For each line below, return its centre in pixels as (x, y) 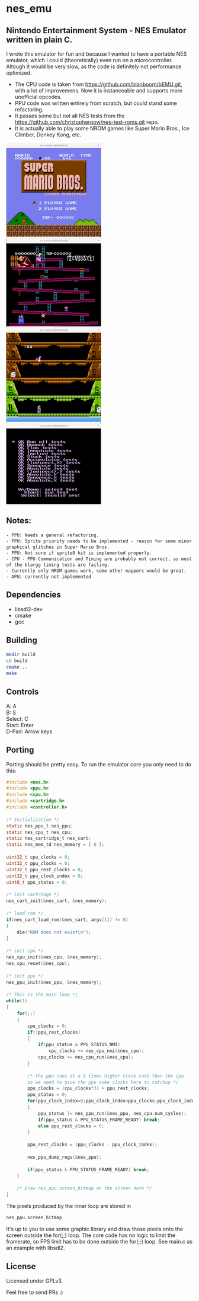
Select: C (17, 718)
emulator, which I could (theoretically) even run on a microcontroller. (89, 60)
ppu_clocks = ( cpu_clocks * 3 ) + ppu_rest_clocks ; (89, 1089)
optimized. (19, 73)
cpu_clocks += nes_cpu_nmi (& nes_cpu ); (96, 1051)
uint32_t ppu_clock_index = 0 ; (45, 876)
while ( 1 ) (17, 1001)
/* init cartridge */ (33, 895)
